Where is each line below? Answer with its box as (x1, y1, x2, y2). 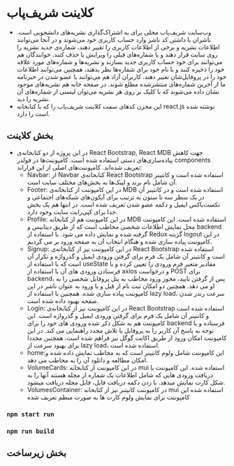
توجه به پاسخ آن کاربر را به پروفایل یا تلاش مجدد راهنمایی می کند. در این (27, 326, 214, 334)
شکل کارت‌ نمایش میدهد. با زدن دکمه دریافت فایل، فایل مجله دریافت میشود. (27, 378, 226, 386)
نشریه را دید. (16, 94, 50, 103)
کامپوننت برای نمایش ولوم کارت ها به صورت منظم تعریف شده (27, 393, 190, 401)
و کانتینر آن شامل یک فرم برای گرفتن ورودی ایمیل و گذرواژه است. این (27, 311, 210, 320)
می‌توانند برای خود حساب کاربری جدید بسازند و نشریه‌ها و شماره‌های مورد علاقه (16, 57, 223, 66)
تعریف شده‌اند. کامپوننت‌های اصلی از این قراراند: (16, 163, 142, 172)
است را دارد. (16, 110, 50, 118)
